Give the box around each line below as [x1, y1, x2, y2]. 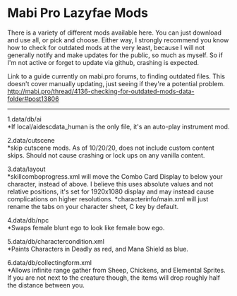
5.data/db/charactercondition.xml [7, 237, 104, 245]
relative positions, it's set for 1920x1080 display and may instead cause [7, 187, 214, 196]
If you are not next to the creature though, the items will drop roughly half [7, 273, 221, 282]
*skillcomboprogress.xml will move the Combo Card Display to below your [7, 172, 224, 181]
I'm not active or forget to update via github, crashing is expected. [7, 58, 200, 66]
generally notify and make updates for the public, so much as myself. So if [7, 51, 224, 59]
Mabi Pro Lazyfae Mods [7, 5, 149, 21]
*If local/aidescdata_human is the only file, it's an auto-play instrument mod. [7, 122, 230, 131]
